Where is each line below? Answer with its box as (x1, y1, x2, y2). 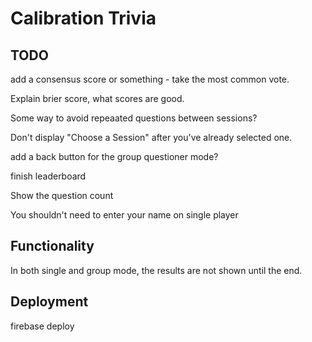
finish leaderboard (10, 170, 87, 182)
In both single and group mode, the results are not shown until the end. (10, 264, 303, 276)
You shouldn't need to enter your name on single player (10, 209, 239, 221)
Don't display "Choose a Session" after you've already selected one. (10, 132, 293, 143)
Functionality (10, 238, 95, 255)
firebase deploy (10, 320, 75, 332)
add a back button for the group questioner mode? (10, 151, 219, 162)
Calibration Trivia (10, 7, 157, 30)
